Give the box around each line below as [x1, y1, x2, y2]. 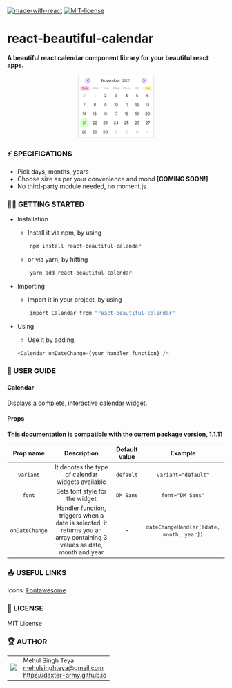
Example [170, 449, 196, 457]
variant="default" [156, 471, 210, 478]
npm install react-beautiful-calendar [30, 243, 142, 250]
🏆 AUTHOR [7, 637, 48, 646]
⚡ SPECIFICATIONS [7, 149, 72, 159]
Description [64, 449, 99, 457]
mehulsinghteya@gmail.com [23, 664, 104, 672]
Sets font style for [56, 487, 107, 495]
